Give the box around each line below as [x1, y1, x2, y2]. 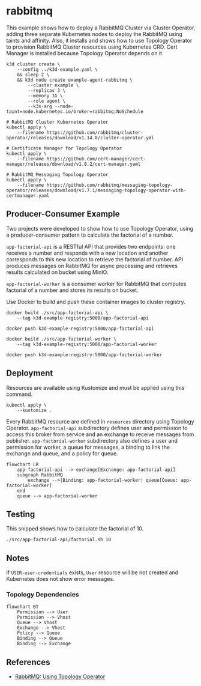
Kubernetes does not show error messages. [6, 575, 115, 583]
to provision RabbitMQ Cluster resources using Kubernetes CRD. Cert [6, 43, 178, 50]
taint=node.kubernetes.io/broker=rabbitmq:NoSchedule [6, 108, 144, 115]
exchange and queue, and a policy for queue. [6, 449, 118, 457]
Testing [6, 509, 35, 519]
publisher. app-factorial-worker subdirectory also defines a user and [6, 437, 178, 444]
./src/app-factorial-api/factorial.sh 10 [6, 536, 112, 543]
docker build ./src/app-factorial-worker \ [6, 336, 117, 342]
